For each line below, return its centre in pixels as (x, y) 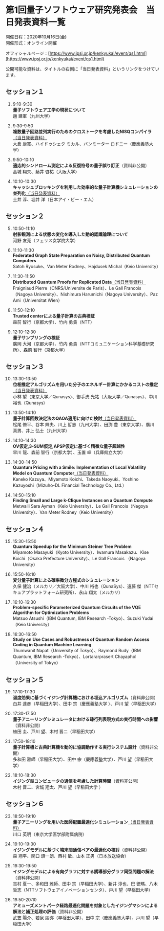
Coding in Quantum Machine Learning (52, 645)
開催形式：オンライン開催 (31, 43)
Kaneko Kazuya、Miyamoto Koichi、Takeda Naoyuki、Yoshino (75, 479)
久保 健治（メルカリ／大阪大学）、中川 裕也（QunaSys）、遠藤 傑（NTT (83, 586)
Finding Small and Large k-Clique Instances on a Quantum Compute (83, 500)
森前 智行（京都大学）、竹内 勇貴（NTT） (53, 322)
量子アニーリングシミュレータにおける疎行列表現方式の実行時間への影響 (85, 719)
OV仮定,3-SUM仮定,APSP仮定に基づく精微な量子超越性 (69, 446)
